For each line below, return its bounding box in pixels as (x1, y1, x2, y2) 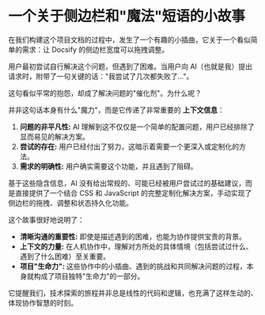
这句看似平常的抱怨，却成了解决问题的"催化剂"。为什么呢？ (8, 88, 203, 97)
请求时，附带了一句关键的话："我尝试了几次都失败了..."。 (8, 71, 194, 81)
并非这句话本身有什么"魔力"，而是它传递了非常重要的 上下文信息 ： (8, 104, 225, 115)
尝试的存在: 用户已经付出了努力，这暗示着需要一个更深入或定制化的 (19, 142, 240, 151)
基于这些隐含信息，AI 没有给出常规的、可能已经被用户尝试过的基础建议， (8, 178, 246, 188)
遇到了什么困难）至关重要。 (19, 251, 111, 261)
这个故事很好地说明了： (8, 214, 85, 224)
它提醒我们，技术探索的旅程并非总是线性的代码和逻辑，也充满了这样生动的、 (8, 288, 258, 298)
